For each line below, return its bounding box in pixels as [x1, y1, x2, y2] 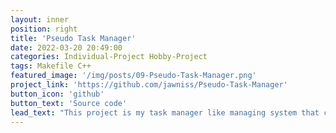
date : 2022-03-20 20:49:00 [10, 42, 123, 53]
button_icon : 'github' [10, 89, 105, 99]
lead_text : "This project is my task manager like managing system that [10, 107, 320, 118]
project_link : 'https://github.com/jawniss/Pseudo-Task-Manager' [10, 80, 288, 90]
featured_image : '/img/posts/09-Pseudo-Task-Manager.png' [10, 71, 257, 81]
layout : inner [10, 14, 70, 25]
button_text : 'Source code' [10, 98, 128, 108]
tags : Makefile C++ [10, 61, 92, 71]
